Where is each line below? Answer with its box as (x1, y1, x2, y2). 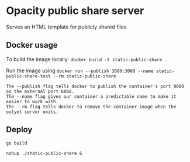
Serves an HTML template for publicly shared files (6, 23, 127, 30)
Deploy (6, 125, 33, 135)
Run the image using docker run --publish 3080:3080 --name (6, 67, 154, 74)
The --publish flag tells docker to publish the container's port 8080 (6, 83, 184, 89)
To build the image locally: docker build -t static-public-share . (6, 55, 168, 62)
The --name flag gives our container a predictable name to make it (6, 93, 177, 100)
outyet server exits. (6, 109, 59, 115)
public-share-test (6, 73, 51, 79)
